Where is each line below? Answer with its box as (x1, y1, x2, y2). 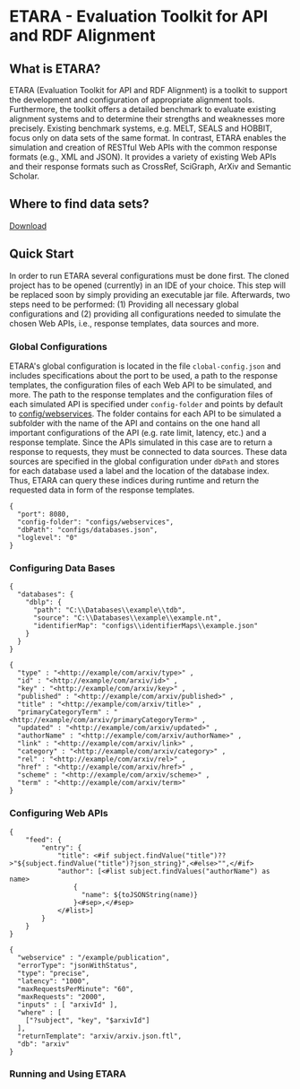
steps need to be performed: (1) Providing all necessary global (9, 299, 239, 309)
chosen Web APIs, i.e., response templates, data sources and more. (9, 318, 260, 328)
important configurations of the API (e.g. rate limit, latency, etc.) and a (9, 427, 267, 438)
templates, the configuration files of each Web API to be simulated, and (9, 379, 272, 390)
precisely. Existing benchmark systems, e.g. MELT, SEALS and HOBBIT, (9, 123, 273, 134)
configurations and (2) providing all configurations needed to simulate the (9, 308, 281, 319)
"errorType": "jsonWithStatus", (17, 961, 139, 970)
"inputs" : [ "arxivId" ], (17, 1000, 118, 1009)
